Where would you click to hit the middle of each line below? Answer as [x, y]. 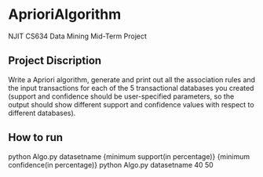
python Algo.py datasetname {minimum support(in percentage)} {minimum [129, 156]
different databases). [42, 113]
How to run [36, 137]
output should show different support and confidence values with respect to [131, 104]
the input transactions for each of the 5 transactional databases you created [131, 88]
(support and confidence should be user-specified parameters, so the [121, 96]
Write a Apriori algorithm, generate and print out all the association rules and [132, 79]
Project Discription [55, 61]
